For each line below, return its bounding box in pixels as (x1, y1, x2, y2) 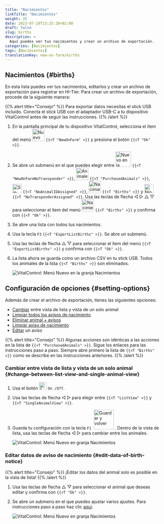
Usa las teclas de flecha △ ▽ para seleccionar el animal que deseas (12, 484, 150, 490)
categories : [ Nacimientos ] (5, 44, 60, 48)
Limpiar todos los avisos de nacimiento (12, 312, 91, 318)
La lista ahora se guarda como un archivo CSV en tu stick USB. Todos (12, 255, 153, 261)
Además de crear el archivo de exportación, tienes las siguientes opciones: (5, 297, 157, 303)
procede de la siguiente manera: (5, 94, 70, 100)
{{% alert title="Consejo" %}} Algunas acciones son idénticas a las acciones (5, 337, 160, 342)
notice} (5, 458, 23, 465)
